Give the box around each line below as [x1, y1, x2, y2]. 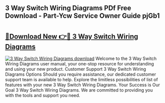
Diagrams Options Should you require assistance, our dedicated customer [5, 71, 156, 77]
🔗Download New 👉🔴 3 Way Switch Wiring [5, 32, 138, 41]
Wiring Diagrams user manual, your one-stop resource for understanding [5, 61, 155, 66]
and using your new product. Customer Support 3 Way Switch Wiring [5, 66, 146, 72]
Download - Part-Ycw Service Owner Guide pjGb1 [5, 12, 160, 20]
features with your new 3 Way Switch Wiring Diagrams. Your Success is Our [5, 82, 160, 88]
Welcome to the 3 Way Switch [95, 55, 157, 61]
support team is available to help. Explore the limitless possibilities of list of [5, 77, 158, 82]
